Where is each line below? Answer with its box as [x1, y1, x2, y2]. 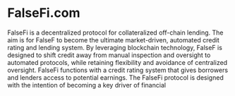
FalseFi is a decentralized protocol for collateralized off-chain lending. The [7, 28, 224, 37]
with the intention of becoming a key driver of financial [7, 80, 167, 89]
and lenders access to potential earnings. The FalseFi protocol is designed [7, 73, 224, 82]
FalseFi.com [7, 5, 80, 21]
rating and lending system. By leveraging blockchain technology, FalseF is [7, 43, 222, 52]
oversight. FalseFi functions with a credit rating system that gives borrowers [7, 66, 228, 74]
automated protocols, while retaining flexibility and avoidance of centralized [7, 58, 228, 66]
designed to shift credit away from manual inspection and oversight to [7, 51, 211, 59]
